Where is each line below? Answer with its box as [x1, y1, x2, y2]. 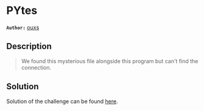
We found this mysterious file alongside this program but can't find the [21, 57, 199, 64]
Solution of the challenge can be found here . [6, 98, 118, 105]
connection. [21, 64, 52, 71]
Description [6, 41, 52, 52]
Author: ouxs [6, 24, 40, 31]
